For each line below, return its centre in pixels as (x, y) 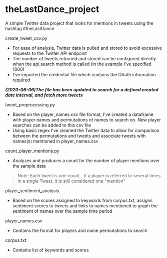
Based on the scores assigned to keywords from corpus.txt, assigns (82, 200)
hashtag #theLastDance (30, 28)
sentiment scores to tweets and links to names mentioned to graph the (85, 206)
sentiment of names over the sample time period (62, 211)
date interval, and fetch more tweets (44, 95)
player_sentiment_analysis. (33, 190)
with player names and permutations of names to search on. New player (86, 119)
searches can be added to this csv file (52, 125)
